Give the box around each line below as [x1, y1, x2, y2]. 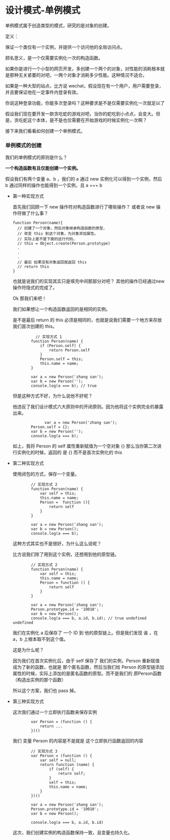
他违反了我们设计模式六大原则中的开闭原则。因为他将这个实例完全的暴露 [12, 403, 163, 410]
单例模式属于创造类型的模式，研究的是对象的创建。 [5, 22, 112, 28]
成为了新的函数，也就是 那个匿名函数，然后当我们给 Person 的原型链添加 [12, 664, 164, 670]
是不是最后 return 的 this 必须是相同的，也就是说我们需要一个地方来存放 [12, 317, 162, 323]
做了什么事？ [21, 210, 49, 216]
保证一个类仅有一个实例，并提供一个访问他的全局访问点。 [5, 44, 125, 50]
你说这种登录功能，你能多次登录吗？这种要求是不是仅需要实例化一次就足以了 [5, 100, 165, 106]
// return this [17, 264, 50, 269]
